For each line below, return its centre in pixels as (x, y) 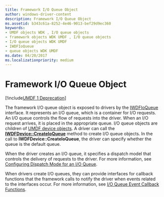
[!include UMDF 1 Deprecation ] (36, 98)
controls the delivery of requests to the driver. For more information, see (78, 159)
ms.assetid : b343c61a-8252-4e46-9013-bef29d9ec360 (58, 23)
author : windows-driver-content (38, 14)
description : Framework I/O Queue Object (48, 19)
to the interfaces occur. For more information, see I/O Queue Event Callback (82, 184)
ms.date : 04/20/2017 (26, 55)
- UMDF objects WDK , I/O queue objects (47, 33)
